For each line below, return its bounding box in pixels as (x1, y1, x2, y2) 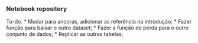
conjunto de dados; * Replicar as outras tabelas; (6, 31, 124, 38)
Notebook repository (6, 5, 67, 13)
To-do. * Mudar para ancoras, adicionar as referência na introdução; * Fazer (6, 18, 192, 25)
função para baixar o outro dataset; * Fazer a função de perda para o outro (6, 24, 189, 31)
